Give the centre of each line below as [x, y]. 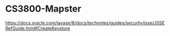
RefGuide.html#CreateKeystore [38, 28]
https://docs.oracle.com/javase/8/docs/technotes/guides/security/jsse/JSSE [85, 23]
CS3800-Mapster [43, 9]
